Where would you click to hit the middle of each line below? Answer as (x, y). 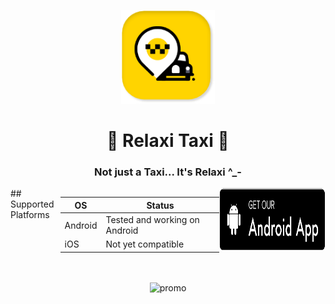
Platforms (30, 215)
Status (160, 205)
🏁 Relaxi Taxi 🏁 (168, 141)
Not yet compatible (145, 244)
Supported (32, 204)
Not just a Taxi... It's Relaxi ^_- (168, 172)
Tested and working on (152, 220)
